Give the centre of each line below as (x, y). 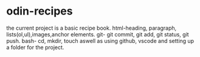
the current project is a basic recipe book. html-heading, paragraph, (91, 28)
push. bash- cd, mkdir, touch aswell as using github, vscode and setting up (100, 41)
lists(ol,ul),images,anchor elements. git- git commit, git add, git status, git (98, 34)
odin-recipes (40, 11)
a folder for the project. (35, 47)
